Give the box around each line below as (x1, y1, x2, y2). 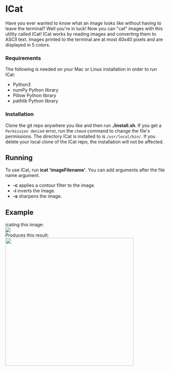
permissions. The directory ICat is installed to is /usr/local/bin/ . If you (5, 133, 156, 139)
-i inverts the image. (12, 188, 55, 194)
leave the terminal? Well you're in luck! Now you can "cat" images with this (5, 25, 163, 31)
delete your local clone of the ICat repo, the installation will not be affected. (5, 139, 164, 145)
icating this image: (5, 222, 45, 228)
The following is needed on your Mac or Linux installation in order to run (5, 66, 157, 72)
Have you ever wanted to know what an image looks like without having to (5, 20, 162, 26)
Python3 (12, 81, 31, 88)
